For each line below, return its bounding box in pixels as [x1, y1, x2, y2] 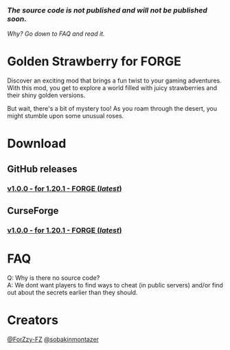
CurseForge [7, 205, 59, 217]
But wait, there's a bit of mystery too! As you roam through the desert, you [7, 105, 218, 113]
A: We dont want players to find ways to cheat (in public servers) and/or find [7, 281, 223, 289]
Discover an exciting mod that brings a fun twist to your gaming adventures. [7, 76, 222, 85]
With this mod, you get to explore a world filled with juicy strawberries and [7, 84, 218, 92]
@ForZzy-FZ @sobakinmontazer [7, 335, 100, 343]
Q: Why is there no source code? [7, 274, 100, 282]
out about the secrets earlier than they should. [7, 288, 138, 296]
